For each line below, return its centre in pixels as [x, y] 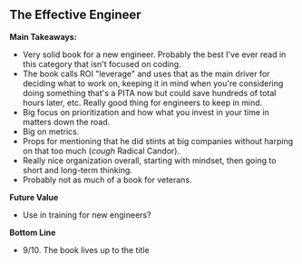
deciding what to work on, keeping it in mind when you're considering [153, 83]
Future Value [34, 197]
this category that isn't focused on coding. [102, 64]
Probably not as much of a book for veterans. [107, 180]
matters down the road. [66, 122]
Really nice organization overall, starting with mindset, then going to [149, 160]
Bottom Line [33, 232]
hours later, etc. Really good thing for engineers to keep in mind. [142, 103]
